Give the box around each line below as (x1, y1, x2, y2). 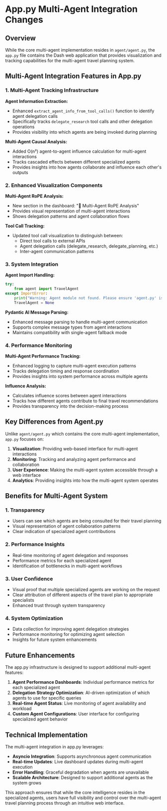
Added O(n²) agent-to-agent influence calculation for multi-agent (12, 148, 147, 154)
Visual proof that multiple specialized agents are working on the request (12, 587, 160, 593)
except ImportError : (5, 291, 48, 296)
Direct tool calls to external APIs (19, 238, 85, 244)
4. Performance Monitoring (5, 342, 72, 349)
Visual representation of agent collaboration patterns (12, 523, 121, 529)
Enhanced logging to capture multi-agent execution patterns (12, 362, 137, 368)
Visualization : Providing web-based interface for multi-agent (12, 446, 138, 451)
